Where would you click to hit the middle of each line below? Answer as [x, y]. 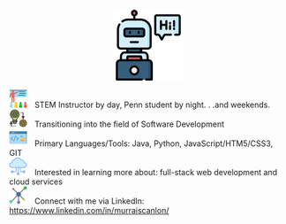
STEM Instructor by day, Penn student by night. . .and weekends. [153, 104]
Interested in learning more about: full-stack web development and [156, 172]
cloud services [36, 182]
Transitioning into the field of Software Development [130, 124]
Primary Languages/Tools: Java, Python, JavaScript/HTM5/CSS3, [154, 143]
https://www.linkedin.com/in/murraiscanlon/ [89, 210]
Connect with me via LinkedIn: [90, 201]
